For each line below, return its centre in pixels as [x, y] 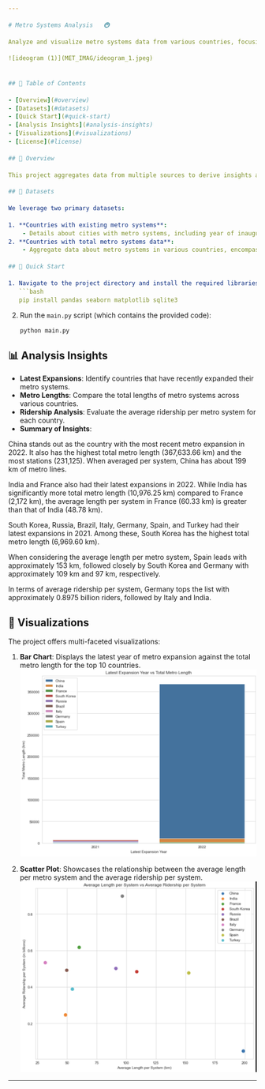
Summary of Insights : [56, 429]
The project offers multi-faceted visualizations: [84, 642]
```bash [31, 291]
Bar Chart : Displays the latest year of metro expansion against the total [135, 657]
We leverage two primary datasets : [67, 208]
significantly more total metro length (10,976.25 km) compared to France [126, 493]
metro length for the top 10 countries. [80, 665]
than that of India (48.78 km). [56, 510]
